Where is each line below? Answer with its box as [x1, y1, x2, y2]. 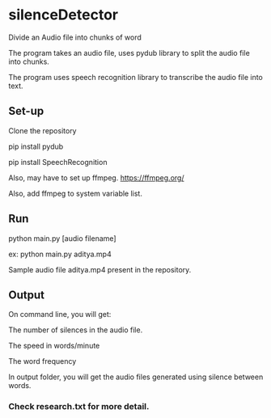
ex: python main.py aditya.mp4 [8, 249, 112, 259]
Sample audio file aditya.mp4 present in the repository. [8, 264, 192, 274]
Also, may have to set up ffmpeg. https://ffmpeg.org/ [8, 172, 184, 183]
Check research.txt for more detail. [8, 401, 150, 412]
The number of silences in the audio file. [8, 325, 143, 335]
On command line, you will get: [8, 310, 112, 319]
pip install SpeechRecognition [8, 157, 108, 167]
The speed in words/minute [8, 341, 100, 351]
